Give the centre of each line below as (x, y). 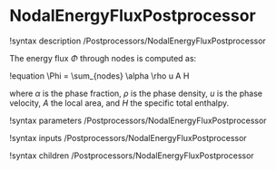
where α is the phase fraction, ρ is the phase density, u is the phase (136, 93)
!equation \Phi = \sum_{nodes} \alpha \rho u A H (99, 76)
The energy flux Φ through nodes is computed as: (103, 58)
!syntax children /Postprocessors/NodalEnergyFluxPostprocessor (132, 156)
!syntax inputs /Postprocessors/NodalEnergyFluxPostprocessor (128, 137)
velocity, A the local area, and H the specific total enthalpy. (119, 103)
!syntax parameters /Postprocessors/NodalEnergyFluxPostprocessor (138, 120)
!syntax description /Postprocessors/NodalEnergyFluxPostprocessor (138, 41)
